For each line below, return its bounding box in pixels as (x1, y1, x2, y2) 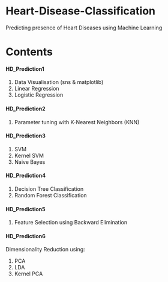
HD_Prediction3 (5, 132, 46, 139)
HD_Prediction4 (5, 172, 46, 179)
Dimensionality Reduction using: (5, 246, 85, 253)
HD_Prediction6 (5, 232, 46, 239)
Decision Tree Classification (14, 185, 84, 193)
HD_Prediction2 (5, 105, 46, 112)
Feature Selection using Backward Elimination (14, 219, 127, 226)
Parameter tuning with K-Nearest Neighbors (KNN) (14, 118, 140, 125)
